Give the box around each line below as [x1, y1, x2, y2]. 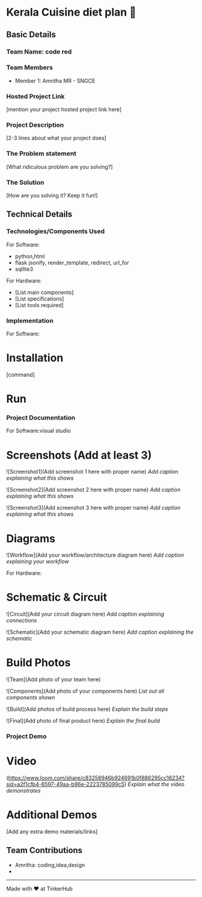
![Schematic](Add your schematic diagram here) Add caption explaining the [6, 628, 194, 636]
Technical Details [6, 209, 73, 219]
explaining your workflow [6, 558, 69, 565]
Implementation [6, 316, 54, 325]
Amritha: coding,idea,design [14, 861, 85, 868]
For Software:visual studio [6, 427, 71, 435]
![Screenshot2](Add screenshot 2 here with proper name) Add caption [6, 486, 181, 494]
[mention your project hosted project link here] [6, 106, 122, 113]
